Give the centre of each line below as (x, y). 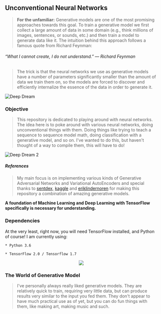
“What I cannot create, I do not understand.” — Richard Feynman (70, 57)
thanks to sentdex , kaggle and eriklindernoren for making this (78, 188)
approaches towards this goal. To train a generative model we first (83, 25)
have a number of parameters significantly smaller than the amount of (86, 77)
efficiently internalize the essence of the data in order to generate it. (85, 87)
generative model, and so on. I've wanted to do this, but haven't (80, 140)
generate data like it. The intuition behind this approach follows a (81, 40)
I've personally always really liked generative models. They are (79, 285)
